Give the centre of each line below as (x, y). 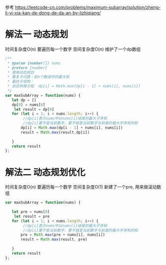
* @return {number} (28, 68)
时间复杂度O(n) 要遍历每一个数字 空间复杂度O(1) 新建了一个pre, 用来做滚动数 (83, 187)
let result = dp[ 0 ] (34, 109)
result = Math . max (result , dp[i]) (55, 132)
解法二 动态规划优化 (45, 172)
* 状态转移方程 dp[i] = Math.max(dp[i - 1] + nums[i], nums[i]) (74, 86)
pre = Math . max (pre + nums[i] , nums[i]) (63, 235)
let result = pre (32, 216)
